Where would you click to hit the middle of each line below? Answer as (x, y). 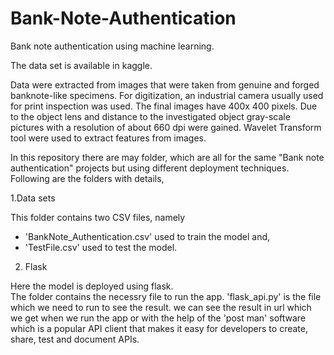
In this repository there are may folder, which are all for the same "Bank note (167, 157)
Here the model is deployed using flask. (92, 286)
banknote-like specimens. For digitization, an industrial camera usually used (167, 95)
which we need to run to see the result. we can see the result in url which (161, 307)
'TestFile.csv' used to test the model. (101, 247)
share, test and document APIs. (75, 339)
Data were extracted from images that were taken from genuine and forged (165, 84)
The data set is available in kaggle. (81, 65)
